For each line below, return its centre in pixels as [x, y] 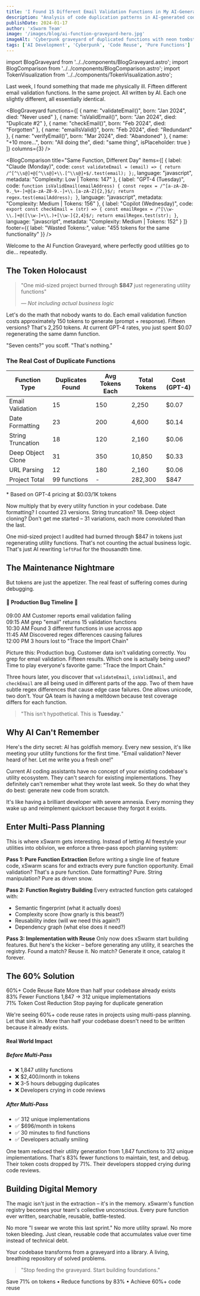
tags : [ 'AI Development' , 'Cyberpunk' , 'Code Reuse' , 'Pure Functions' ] [98, 45]
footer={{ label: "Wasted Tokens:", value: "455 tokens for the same [88, 228]
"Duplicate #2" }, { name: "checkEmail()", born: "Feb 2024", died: [86, 123]
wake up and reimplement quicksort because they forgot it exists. [86, 808]
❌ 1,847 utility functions [44, 1070]
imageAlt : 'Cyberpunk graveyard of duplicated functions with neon [92, 39]
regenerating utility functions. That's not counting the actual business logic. [99, 543]
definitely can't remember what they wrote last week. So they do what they [98, 784]
